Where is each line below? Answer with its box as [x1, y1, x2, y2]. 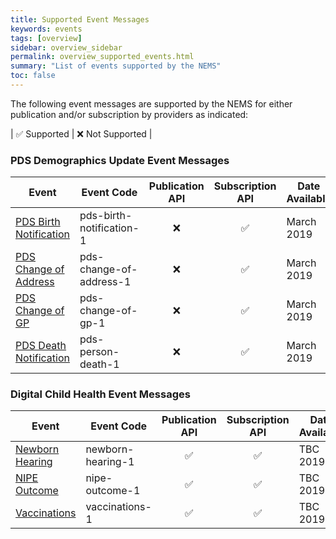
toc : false [10, 71, 56, 81]
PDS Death [15, 339, 67, 353]
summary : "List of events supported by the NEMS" [10, 61, 222, 71]
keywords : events [10, 24, 83, 34]
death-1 [79, 357, 120, 371]
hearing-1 [85, 455, 135, 469]
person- [79, 345, 120, 359]
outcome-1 [85, 484, 141, 498]
